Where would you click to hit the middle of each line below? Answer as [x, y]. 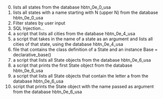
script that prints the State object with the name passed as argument [83, 86]
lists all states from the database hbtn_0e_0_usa [62, 7]
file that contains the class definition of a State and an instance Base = [85, 49]
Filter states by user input [39, 23]
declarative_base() [32, 55]
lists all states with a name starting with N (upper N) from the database [85, 12]
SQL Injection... [28, 28]
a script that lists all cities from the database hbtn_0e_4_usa [74, 34]
